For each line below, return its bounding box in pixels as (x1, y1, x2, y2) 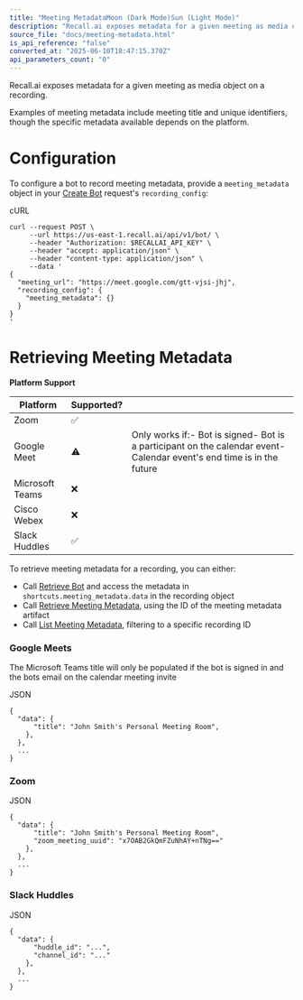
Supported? (70, 398, 124, 411)
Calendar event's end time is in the (131, 450, 279, 463)
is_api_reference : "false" (9, 38, 111, 48)
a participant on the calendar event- (131, 440, 286, 452)
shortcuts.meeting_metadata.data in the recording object (22, 590, 234, 601)
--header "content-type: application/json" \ (29, 254, 204, 263)
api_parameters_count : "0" (9, 55, 111, 64)
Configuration (9, 148, 117, 169)
